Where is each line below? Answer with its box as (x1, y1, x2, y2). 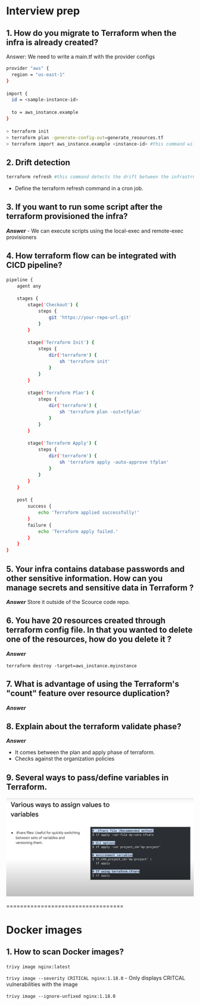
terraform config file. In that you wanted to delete (6, 625, 193, 635)
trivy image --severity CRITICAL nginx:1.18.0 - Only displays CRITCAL (6, 974, 186, 981)
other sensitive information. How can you (6, 573, 163, 583)
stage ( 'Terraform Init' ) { (27, 340, 95, 346)
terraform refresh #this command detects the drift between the (6, 174, 169, 180)
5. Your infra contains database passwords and (6, 564, 185, 574)
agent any (17, 283, 42, 289)
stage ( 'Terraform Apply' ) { (27, 440, 97, 446)
